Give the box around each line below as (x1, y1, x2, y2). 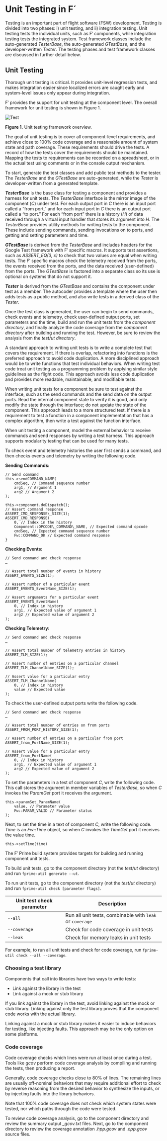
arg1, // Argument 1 (14, 485, 57, 490)
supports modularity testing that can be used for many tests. (5, 438, 129, 443)
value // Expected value (14, 687, 66, 692)
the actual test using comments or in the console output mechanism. (5, 160, 146, 166)
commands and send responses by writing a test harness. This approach (5, 433, 155, 439)
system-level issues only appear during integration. (5, 89, 110, 95)
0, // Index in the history (14, 520, 72, 525)
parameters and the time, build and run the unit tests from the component (5, 319, 156, 325)
